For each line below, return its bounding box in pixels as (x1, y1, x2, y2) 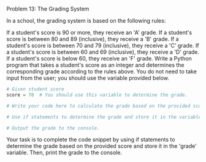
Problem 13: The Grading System (6, 6, 90, 12)
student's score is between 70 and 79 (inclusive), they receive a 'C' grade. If (6, 42, 199, 49)
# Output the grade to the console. (6, 125, 100, 131)
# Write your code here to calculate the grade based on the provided (6, 103, 191, 109)
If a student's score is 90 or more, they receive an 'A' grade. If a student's (6, 29, 192, 36)
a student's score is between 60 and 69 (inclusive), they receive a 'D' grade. (6, 48, 200, 56)
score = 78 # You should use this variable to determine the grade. (6, 92, 188, 98)
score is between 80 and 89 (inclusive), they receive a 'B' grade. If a (6, 35, 179, 42)
